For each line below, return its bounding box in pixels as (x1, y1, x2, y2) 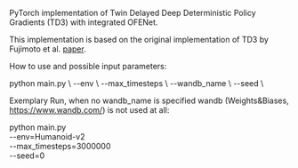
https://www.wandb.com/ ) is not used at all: (9, 105, 170, 115)
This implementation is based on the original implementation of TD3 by (9, 35, 270, 44)
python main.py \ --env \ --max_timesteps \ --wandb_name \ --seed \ (9, 78, 264, 88)
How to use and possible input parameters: (9, 61, 167, 71)
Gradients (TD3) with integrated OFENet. (9, 17, 158, 28)
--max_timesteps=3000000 (9, 141, 111, 151)
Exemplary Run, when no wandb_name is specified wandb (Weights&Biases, (9, 95, 289, 106)
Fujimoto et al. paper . (9, 44, 86, 54)
